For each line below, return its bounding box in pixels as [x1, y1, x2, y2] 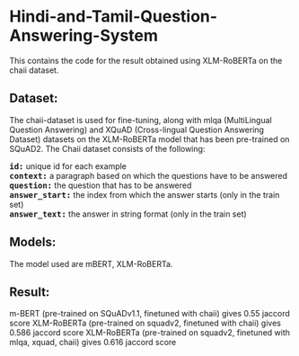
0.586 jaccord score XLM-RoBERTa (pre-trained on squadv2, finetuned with [9, 327, 290, 338]
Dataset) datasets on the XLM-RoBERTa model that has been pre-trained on [9, 133, 290, 145]
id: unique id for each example [9, 160, 128, 172]
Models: [9, 235, 57, 250]
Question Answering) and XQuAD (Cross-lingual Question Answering [9, 124, 265, 135]
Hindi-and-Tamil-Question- [9, 6, 218, 27]
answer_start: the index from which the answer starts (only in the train [9, 189, 280, 200]
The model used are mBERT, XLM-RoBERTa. [9, 258, 173, 269]
